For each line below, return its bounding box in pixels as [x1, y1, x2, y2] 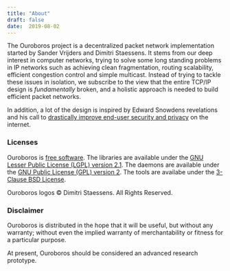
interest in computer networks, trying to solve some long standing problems [7, 56, 222, 64]
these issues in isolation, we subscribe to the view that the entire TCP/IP [7, 78, 211, 86]
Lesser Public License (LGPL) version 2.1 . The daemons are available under [7, 161, 220, 169]
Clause [7, 175, 27, 183]
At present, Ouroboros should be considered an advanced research [7, 248, 198, 257]
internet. [7, 121, 31, 129]
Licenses [7, 138, 38, 148]
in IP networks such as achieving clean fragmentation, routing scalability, [7, 63, 214, 72]
